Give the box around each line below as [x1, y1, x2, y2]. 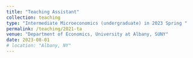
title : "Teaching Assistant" [6, 8, 80, 15]
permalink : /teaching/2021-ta [6, 25, 83, 32]
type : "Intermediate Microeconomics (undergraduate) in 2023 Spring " [6, 20, 188, 26]
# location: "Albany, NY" [6, 43, 71, 49]
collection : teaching [6, 14, 61, 21]
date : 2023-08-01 [6, 37, 50, 43]
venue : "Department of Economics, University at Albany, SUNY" [6, 31, 169, 37]
